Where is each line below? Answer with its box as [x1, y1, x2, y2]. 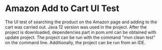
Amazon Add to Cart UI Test [5, 3, 120, 14]
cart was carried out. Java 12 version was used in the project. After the [5, 24, 147, 30]
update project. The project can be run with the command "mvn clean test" [5, 34, 156, 40]
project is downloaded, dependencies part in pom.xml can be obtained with [5, 29, 157, 35]
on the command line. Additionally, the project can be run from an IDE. [5, 39, 146, 45]
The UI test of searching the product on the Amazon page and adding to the [5, 19, 157, 25]
